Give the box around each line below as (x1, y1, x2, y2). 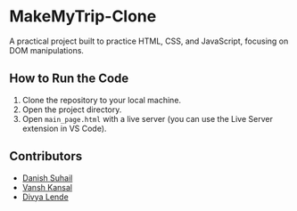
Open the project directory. (21, 104, 122, 115)
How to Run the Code (9, 71, 129, 86)
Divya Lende (21, 191, 69, 202)
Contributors (9, 149, 83, 164)
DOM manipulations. (9, 45, 85, 55)
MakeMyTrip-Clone (9, 6, 157, 27)
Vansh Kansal (21, 182, 73, 192)
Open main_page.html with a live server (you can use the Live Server (21, 113, 274, 124)
